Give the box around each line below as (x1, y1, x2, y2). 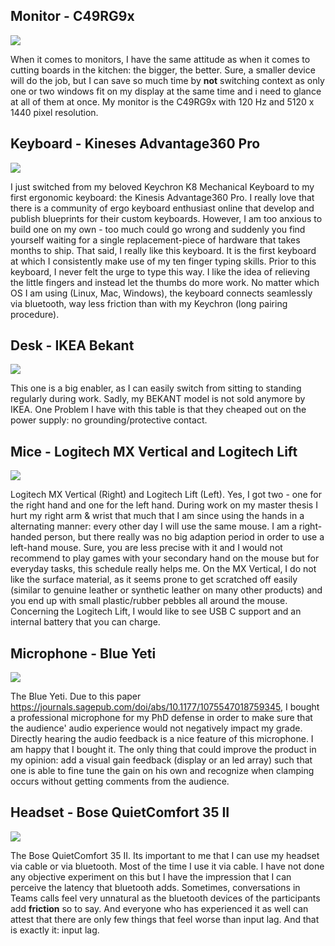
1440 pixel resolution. (10, 106, 99, 118)
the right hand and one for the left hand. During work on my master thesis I (10, 499, 318, 511)
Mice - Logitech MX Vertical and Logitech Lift (10, 443, 298, 460)
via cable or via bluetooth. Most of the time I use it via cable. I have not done (10, 860, 325, 872)
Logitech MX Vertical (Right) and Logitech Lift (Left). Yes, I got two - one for (10, 489, 322, 501)
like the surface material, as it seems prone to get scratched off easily (10, 574, 298, 586)
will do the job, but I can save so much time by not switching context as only (10, 74, 325, 86)
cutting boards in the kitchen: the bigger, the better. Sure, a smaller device (10, 64, 316, 76)
